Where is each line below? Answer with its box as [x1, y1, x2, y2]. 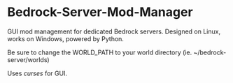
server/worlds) [7, 55, 50, 63]
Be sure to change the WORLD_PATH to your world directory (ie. [7, 48, 192, 56]
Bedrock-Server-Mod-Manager [7, 4, 194, 20]
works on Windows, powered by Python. [7, 34, 125, 43]
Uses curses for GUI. [7, 69, 68, 77]
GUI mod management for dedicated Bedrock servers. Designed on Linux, [7, 27, 221, 36]
